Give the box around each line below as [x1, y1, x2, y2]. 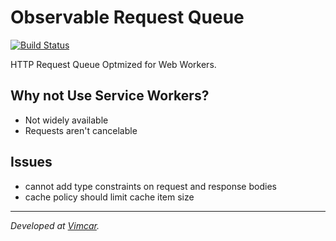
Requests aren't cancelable [24, 124, 138, 136]
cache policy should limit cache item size [24, 191, 195, 203]
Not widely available [24, 114, 109, 126]
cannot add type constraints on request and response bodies [24, 180, 277, 192]
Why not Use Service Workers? [10, 87, 210, 105]
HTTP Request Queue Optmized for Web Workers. [10, 58, 217, 70]
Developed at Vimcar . [10, 219, 100, 231]
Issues [10, 154, 53, 171]
